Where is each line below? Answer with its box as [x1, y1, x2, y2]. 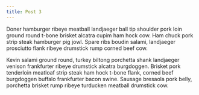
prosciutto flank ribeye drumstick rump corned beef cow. [6, 44, 148, 52]
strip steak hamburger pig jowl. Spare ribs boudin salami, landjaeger [6, 38, 176, 45]
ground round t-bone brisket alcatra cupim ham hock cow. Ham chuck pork [6, 31, 194, 39]
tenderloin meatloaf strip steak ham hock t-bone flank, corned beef [6, 69, 174, 76]
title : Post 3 [6, 8, 42, 15]
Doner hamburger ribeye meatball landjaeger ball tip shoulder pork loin [6, 25, 183, 32]
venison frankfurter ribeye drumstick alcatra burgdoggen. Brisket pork [6, 63, 181, 70]
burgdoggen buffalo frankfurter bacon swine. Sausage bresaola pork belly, [6, 75, 192, 82]
